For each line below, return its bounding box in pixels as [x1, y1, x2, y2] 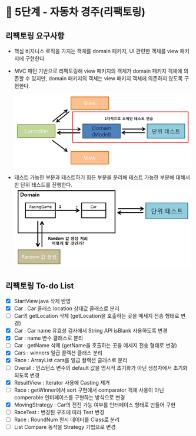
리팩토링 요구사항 [5, 31, 65, 41]
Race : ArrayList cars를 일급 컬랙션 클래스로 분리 [14, 357, 128, 364]
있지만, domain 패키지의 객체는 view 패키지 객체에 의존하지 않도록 [31, 75, 183, 82]
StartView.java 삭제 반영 [14, 298, 71, 305]
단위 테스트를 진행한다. [20, 181, 73, 188]
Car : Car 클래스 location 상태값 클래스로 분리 [14, 305, 120, 312]
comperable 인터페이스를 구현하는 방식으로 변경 [14, 393, 125, 401]
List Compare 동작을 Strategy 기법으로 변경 [14, 423, 116, 430]
